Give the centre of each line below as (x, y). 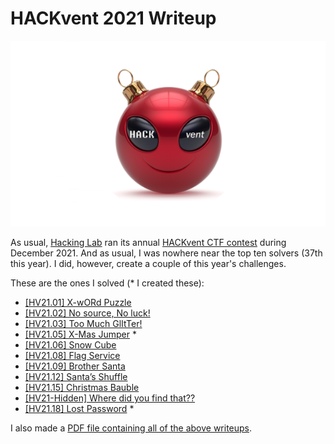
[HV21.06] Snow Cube (70, 345)
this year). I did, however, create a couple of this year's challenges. (148, 264)
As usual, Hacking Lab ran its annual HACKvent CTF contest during (148, 243)
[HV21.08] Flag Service (72, 356)
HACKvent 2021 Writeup (113, 18)
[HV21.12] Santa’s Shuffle (76, 377)
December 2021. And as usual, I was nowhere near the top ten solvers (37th (166, 253)
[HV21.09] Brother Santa (75, 366)
